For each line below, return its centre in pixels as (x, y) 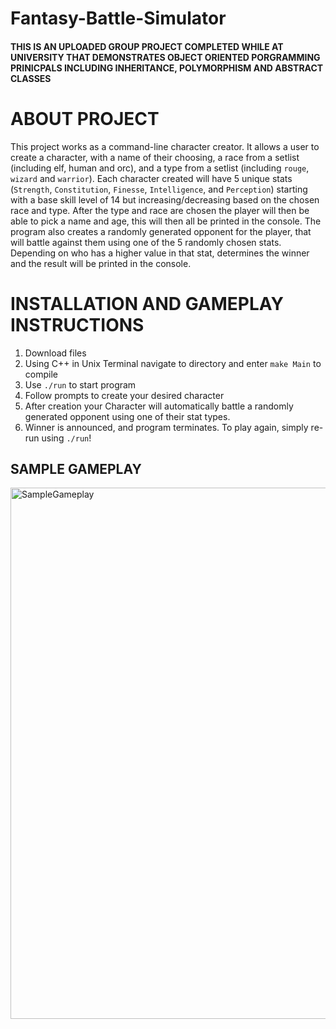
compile (41, 374)
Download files (55, 353)
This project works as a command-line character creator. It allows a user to (165, 146)
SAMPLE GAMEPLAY (76, 469)
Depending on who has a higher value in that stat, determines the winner (160, 253)
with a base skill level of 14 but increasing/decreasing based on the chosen (165, 199)
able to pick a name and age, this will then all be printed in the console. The (166, 221)
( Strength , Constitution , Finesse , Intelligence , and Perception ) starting (159, 189)
